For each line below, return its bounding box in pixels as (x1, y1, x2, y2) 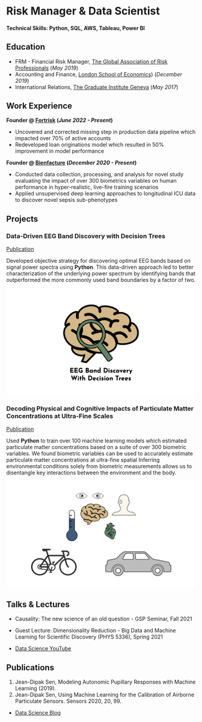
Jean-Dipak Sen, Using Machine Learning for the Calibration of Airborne (14, 691, 194, 699)
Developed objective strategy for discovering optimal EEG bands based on (6, 257, 191, 265)
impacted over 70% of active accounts (14, 135, 111, 142)
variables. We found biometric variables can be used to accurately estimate (6, 450, 194, 457)
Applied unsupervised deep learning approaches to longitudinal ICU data (14, 190, 196, 197)
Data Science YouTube (14, 645, 72, 652)
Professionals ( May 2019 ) (14, 64, 79, 72)
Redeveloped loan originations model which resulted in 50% (14, 141, 164, 148)
